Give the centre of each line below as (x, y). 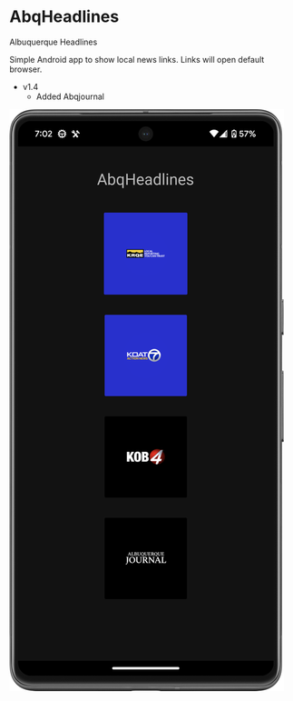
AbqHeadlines (64, 17)
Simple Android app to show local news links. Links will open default (137, 59)
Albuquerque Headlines (54, 42)
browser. (26, 69)
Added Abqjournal (70, 96)
